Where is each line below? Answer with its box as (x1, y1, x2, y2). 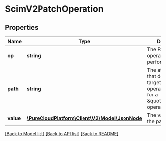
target (147, 79, 161, 86)
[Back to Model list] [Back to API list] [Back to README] (5, 131, 119, 137)
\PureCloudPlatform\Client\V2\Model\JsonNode (26, 115, 142, 122)
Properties (5, 23, 39, 32)
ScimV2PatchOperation (5, 3, 104, 15)
